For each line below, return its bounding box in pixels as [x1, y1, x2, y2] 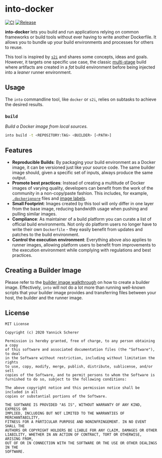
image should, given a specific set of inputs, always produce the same [12, 169, 153, 176]
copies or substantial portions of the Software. [5, 394, 108, 399]
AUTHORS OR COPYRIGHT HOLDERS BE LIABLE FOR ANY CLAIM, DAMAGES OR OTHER [5, 428, 158, 433]
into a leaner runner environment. [5, 69, 72, 75]
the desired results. [5, 101, 44, 107]
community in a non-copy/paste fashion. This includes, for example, [12, 190, 148, 196]
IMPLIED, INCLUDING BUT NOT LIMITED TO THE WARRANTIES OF [5, 411, 125, 416]
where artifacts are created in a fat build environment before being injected [5, 64, 155, 70]
